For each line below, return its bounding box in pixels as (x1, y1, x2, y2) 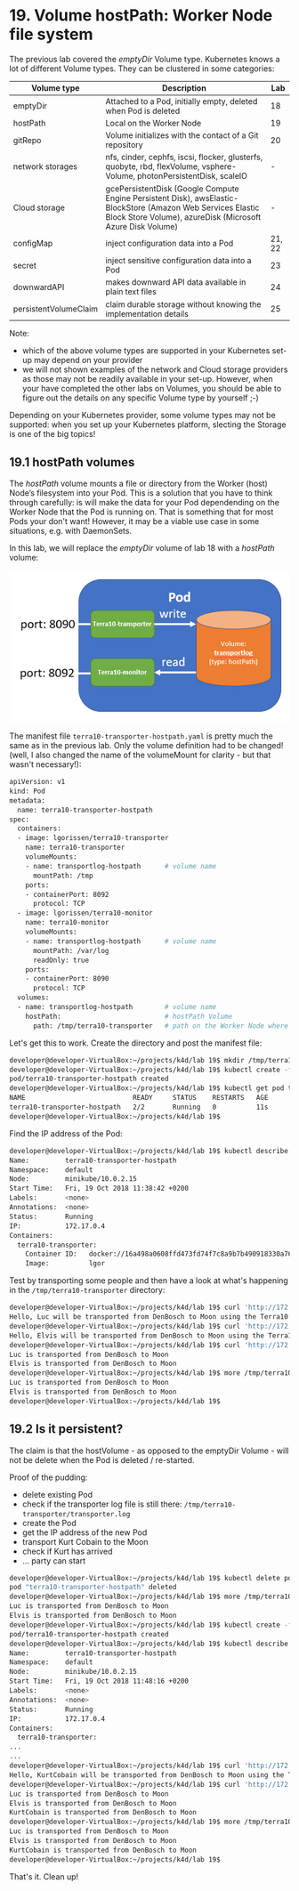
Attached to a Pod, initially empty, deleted (105, 95, 258, 107)
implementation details (105, 308, 189, 319)
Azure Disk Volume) (105, 221, 178, 231)
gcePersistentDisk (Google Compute (105, 183, 240, 194)
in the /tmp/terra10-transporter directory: (9, 1285, 166, 1296)
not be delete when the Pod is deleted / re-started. (9, 1454, 195, 1465)
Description (161, 83, 206, 93)
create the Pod (21, 1517, 77, 1528)
